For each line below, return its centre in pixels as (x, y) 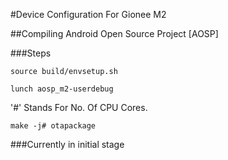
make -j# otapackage (53, 126)
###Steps (31, 53)
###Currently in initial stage (67, 144)
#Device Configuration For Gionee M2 (88, 14)
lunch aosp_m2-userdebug (62, 89)
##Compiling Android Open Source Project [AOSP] (114, 33)
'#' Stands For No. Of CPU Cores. (79, 107)
